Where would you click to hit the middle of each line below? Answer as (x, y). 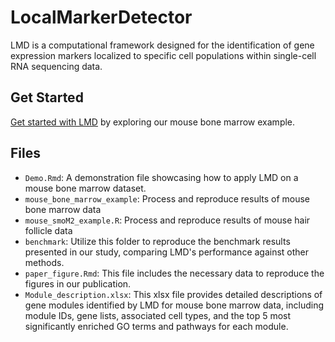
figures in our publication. (78, 283)
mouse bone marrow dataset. (85, 188)
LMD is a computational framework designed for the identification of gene (162, 45)
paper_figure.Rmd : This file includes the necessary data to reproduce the (174, 273)
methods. (44, 262)
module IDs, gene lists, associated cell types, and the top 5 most (158, 315)
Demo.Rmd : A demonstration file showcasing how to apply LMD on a (161, 177)
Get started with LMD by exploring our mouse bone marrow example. (153, 122)
